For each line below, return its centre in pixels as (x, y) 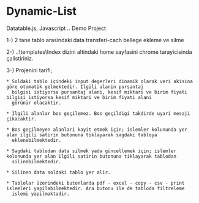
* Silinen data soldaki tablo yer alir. (59, 172)
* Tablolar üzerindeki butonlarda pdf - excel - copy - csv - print (96, 183)
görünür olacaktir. (37, 103)
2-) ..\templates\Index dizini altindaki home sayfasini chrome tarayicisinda (99, 52)
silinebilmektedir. (37, 161)
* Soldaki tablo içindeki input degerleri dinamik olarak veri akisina (99, 81)
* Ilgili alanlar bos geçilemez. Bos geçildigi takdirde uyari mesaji (98, 113)
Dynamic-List (41, 11)
